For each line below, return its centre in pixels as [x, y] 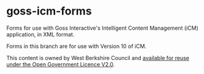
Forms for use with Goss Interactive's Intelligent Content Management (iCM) [103, 28]
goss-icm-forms [49, 11]
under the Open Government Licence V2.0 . [61, 64]
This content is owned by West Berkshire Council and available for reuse [98, 58]
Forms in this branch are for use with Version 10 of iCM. [77, 46]
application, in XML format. [40, 34]
